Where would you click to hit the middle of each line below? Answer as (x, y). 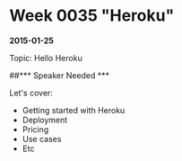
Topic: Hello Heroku (46, 58)
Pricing (35, 129)
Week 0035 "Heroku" (92, 16)
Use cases (42, 139)
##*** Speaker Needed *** (60, 75)
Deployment (45, 120)
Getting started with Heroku (74, 110)
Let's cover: (31, 93)
